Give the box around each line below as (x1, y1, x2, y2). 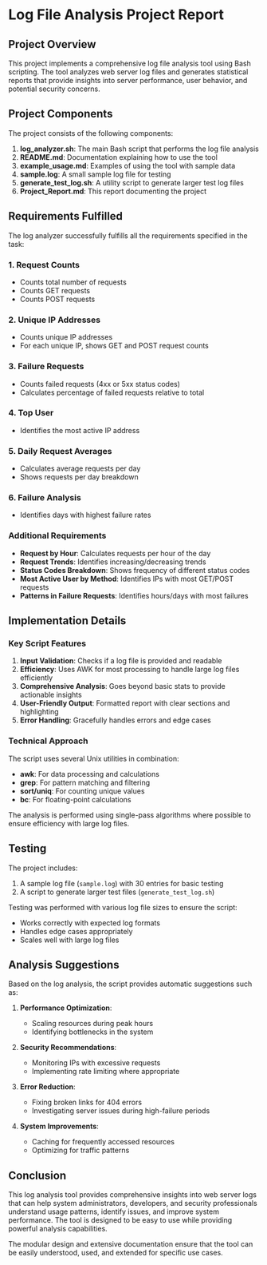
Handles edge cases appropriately (19, 926, 133, 936)
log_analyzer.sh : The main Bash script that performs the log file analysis (19, 144, 259, 153)
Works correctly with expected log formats (19, 917, 161, 928)
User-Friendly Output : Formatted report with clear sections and (19, 698, 230, 708)
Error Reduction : (19, 1082, 76, 1092)
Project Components (8, 107, 113, 121)
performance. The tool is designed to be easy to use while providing (8, 1215, 233, 1225)
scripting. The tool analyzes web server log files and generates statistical (8, 67, 249, 77)
